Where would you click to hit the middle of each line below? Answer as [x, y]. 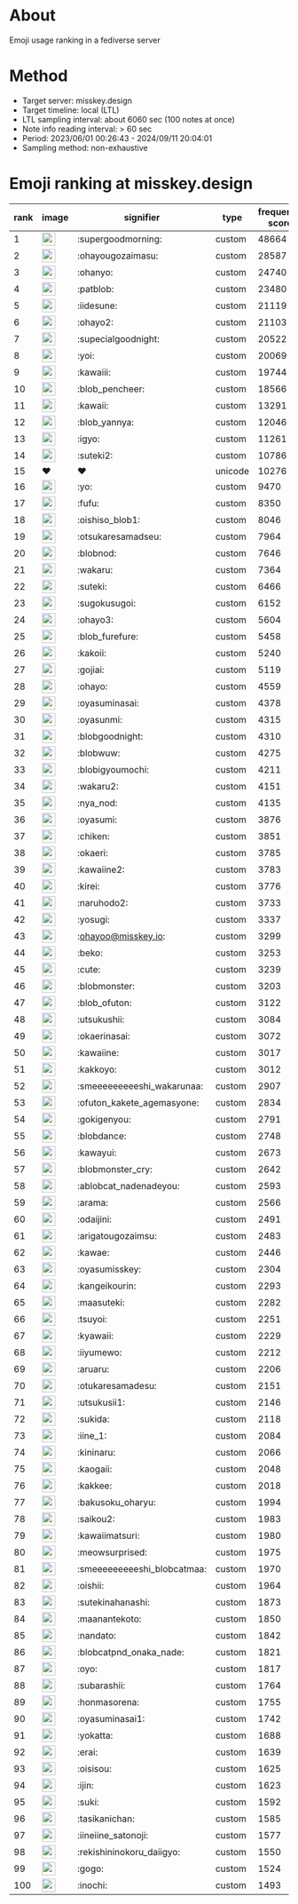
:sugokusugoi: [106, 603]
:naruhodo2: [102, 902]
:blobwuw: [98, 753]
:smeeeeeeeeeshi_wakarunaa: [140, 1086]
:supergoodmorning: [119, 239]
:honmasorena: [108, 1702]
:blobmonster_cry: [114, 1169]
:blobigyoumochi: [113, 769]
